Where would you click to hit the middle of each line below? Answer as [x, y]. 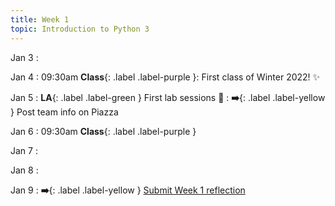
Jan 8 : [24, 170]
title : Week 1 [40, 19]
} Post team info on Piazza [64, 112]
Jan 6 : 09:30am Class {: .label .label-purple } [103, 131]
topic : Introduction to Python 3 [80, 29]
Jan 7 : [24, 150]
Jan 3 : [24, 57]
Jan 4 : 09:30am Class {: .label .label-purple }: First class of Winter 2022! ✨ [165, 77]
